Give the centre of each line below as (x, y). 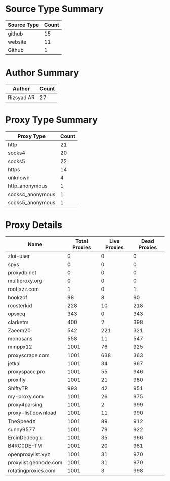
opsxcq (17, 314)
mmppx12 (20, 347)
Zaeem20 (19, 330)
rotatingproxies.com (32, 470)
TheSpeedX (22, 421)
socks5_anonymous (32, 202)
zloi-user (19, 256)
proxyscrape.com (29, 355)
